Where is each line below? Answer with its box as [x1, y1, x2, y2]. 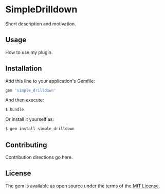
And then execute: [5, 97, 44, 103]
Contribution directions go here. [5, 154, 73, 160]
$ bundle [5, 107, 24, 112]
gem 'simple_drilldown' [5, 87, 57, 93]
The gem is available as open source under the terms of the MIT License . [5, 183, 160, 189]
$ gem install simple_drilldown [5, 126, 75, 132]
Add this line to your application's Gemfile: [5, 78, 95, 84]
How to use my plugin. [5, 49, 53, 55]
